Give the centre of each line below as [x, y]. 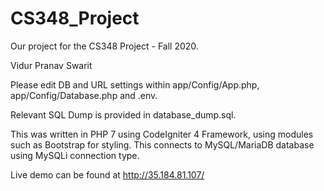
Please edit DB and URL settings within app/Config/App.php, [135, 84]
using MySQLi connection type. [75, 155]
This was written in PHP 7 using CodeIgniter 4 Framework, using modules [162, 134]
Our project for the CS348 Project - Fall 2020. [104, 46]
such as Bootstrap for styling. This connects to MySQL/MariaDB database [162, 144]
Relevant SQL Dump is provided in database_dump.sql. [123, 114]
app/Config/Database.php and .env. [84, 95]
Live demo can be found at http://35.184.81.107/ [107, 174]
